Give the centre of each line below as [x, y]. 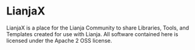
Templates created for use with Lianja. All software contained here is [92, 34]
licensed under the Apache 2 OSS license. [59, 40]
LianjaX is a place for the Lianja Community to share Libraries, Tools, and [98, 28]
